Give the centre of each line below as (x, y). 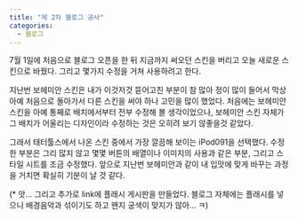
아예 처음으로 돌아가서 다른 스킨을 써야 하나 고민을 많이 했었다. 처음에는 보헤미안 (148, 101)
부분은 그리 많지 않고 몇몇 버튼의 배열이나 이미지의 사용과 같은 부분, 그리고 (146, 153)
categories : (31, 26)
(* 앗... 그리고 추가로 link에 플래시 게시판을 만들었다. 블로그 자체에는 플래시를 (142, 194)
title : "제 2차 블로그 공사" (56, 17)
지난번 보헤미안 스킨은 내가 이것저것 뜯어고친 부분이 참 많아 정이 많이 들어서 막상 (148, 90)
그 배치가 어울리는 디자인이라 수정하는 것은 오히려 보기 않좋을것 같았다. (131, 123)
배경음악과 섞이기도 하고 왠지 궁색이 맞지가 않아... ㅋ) (117, 206)
